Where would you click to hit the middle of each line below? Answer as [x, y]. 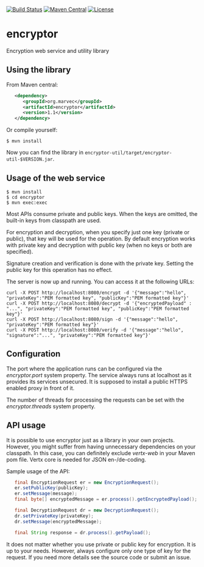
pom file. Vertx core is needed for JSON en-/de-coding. [76, 459]
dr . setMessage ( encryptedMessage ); [58, 521]
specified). [20, 251]
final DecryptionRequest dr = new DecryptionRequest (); [87, 510]
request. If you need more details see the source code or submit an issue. [99, 557]
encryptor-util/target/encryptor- [128, 153]
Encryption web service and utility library [58, 50]
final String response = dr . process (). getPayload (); [83, 532]
